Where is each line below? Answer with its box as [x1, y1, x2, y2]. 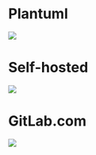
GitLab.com [8, 112, 87, 130]
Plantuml [8, 5, 69, 23]
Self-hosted [8, 59, 89, 76]
